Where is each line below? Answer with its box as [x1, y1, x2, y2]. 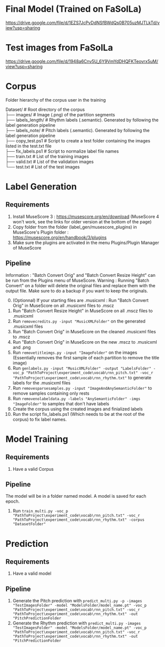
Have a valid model [12, 570, 52, 576]
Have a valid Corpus [12, 466, 54, 472]
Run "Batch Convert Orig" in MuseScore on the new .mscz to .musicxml [12, 339, 157, 345]
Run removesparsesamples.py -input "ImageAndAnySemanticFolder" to [12, 385, 152, 391]
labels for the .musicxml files [12, 379, 71, 386]
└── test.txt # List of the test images [5, 163, 80, 170]
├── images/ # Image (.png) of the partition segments [5, 111, 116, 117]
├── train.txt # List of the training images [5, 153, 89, 159]
